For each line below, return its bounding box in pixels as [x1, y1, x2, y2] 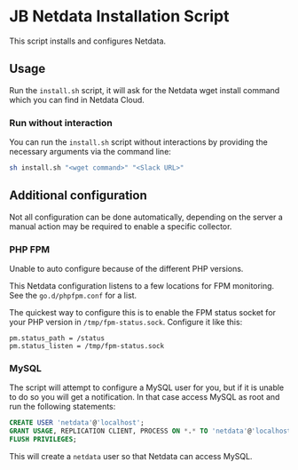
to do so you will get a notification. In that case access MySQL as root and [9, 392, 280, 402]
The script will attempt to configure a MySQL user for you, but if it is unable [9, 382, 285, 393]
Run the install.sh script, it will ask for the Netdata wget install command [9, 84, 280, 95]
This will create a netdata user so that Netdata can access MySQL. [9, 450, 253, 461]
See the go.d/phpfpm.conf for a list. [9, 291, 137, 301]
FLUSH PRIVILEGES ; [9, 435, 77, 444]
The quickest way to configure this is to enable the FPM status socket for [9, 307, 277, 318]
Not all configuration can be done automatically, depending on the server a [9, 211, 284, 222]
